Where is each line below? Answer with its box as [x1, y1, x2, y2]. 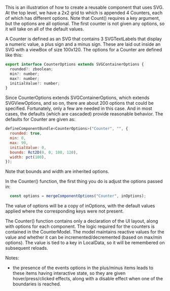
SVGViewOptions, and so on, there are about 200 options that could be [5, 100, 154, 106]
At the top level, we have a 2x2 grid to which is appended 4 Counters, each [5, 10, 163, 16]
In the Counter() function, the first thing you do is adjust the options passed [5, 178, 163, 185]
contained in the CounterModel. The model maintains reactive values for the [5, 229, 164, 235]
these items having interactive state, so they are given [12, 270, 126, 276]
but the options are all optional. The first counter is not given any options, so [5, 20, 165, 26]
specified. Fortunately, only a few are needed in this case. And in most [5, 105, 152, 111]
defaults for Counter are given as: [5, 117, 76, 123]
